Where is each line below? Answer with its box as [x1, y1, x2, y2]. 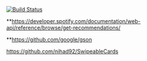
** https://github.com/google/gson [6, 36, 93, 43]
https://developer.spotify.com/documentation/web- [12, 18, 141, 24]
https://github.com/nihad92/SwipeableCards [6, 48, 119, 55]
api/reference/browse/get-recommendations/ [6, 24, 121, 31]
